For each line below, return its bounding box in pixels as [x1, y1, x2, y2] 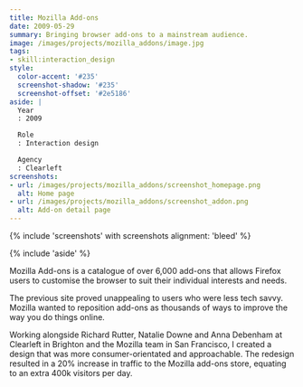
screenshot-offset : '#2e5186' [17, 89, 131, 98]
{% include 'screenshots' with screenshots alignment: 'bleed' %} [9, 231, 251, 241]
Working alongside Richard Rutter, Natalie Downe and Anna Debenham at [9, 329, 283, 340]
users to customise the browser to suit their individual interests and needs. [9, 275, 288, 286]
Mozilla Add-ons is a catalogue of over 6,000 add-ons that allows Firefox [9, 266, 282, 276]
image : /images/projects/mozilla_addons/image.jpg [9, 38, 204, 48]
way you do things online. [9, 312, 106, 322]
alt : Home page [17, 189, 75, 198]
